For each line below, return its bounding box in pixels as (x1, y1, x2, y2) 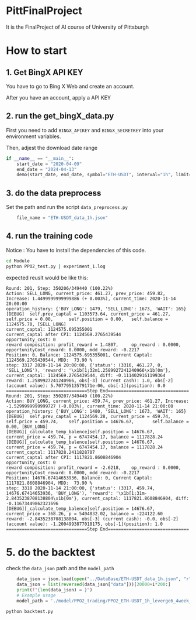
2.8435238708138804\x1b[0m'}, (6, 495, 80, 501)
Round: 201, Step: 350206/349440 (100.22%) (6, 285, 114, 291)
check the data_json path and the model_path (6, 565, 114, 572)
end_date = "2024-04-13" (16, 166, 77, 172)
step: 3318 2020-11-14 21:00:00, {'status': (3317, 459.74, (6, 485, 156, 491)
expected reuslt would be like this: (6, 274, 89, 281)
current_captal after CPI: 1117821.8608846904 (6, 454, 121, 460)
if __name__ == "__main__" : (6, 155, 75, 162)
